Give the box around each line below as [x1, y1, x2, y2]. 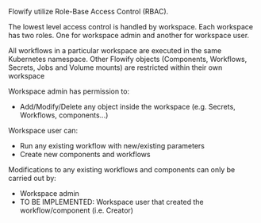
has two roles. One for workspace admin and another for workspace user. [8, 31, 250, 40]
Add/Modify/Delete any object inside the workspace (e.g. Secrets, [19, 102, 236, 111]
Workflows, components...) [19, 110, 109, 120]
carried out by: [8, 174, 57, 183]
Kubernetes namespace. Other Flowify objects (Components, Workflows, [8, 55, 248, 63]
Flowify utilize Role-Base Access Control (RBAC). [8, 7, 169, 16]
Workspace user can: [8, 126, 79, 135]
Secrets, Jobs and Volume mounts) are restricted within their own [8, 63, 223, 72]
